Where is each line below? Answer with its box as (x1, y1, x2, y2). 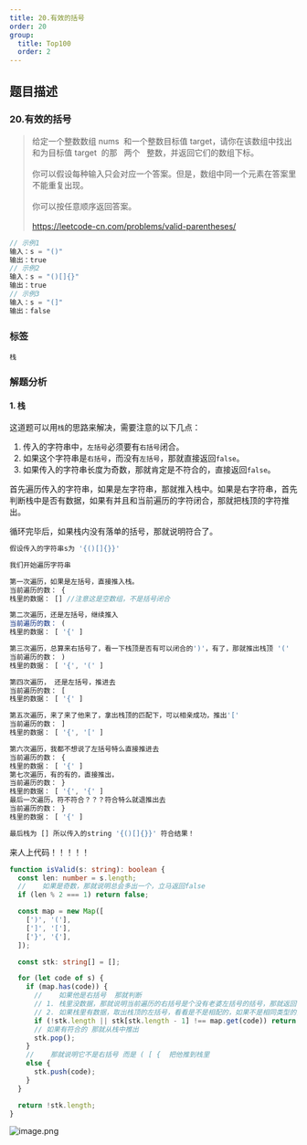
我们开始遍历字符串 (9, 560, 71, 569)
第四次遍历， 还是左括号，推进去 (9, 677, 116, 686)
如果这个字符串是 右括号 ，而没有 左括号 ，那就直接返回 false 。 (22, 453, 245, 464)
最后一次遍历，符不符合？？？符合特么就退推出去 (9, 796, 166, 805)
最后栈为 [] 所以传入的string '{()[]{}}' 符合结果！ (9, 829, 195, 838)
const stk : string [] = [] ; (17, 957, 121, 967)
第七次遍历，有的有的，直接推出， (9, 769, 119, 779)
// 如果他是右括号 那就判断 (33, 991, 143, 1001)
